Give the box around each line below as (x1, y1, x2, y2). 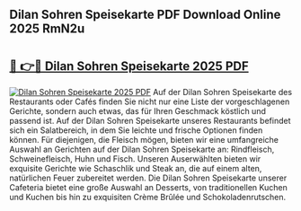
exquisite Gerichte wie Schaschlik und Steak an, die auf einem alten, (9, 163, 262, 173)
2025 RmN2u (9, 22, 85, 37)
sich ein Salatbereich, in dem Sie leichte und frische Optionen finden (9, 125, 263, 136)
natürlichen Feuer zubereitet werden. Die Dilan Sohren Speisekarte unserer (9, 172, 288, 183)
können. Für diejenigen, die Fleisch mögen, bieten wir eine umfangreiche (9, 135, 279, 145)
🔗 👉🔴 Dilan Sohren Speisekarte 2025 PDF (9, 58, 249, 74)
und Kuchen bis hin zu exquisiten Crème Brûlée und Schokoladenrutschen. (9, 192, 287, 202)
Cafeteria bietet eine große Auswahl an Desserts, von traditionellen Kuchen (9, 182, 288, 192)
